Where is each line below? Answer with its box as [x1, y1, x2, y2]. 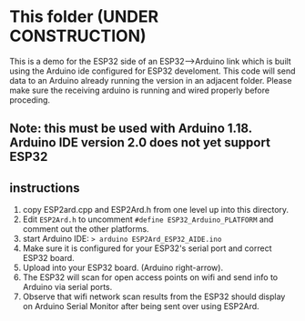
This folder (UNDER [9, 6, 159, 27]
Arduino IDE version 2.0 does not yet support [9, 135, 271, 151]
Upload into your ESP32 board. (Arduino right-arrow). [22, 262, 224, 274]
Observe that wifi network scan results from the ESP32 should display [22, 291, 286, 302]
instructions [9, 180, 80, 196]
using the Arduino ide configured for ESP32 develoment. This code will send [9, 65, 296, 76]
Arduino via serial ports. [22, 282, 113, 293]
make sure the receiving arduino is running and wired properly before [9, 85, 270, 95]
